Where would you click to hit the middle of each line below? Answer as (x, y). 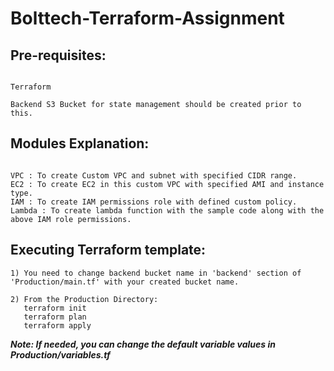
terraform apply (57, 325)
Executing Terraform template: (108, 250)
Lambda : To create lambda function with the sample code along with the (167, 210)
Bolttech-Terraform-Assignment (147, 18)
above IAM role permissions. (71, 219)
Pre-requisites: (58, 55)
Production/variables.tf (60, 354)
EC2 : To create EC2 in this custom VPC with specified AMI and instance (167, 184)
